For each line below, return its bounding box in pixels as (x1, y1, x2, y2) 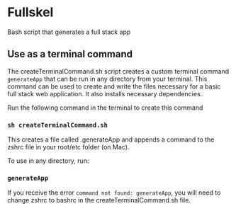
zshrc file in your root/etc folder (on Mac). (7, 143, 130, 152)
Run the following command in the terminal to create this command (7, 103, 203, 112)
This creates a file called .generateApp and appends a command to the (7, 135, 215, 144)
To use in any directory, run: (7, 156, 89, 165)
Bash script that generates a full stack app (7, 28, 131, 36)
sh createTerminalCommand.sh (7, 121, 108, 129)
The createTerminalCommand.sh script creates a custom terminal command (7, 67, 230, 75)
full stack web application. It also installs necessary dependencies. (7, 89, 203, 98)
